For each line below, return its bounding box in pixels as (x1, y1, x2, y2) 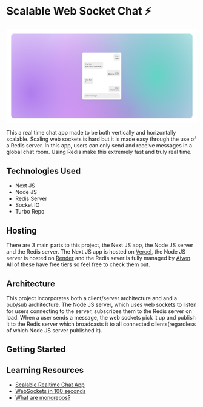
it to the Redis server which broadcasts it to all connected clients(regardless (6, 320, 196, 328)
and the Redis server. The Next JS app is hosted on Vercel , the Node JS (6, 248, 186, 255)
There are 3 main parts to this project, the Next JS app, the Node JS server (6, 241, 194, 249)
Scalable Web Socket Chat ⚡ (6, 4, 151, 18)
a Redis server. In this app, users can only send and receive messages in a (6, 142, 193, 149)
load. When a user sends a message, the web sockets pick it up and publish (6, 314, 196, 321)
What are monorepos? (15, 394, 71, 402)
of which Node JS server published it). (6, 326, 103, 334)
